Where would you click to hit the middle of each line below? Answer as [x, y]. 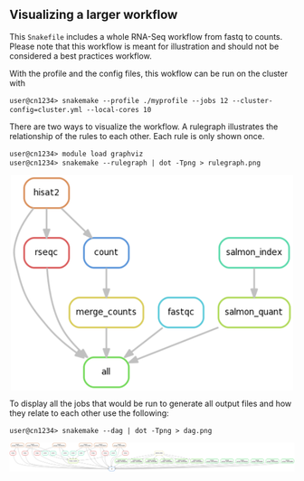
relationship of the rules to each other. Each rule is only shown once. [137, 136]
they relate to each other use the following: [89, 413]
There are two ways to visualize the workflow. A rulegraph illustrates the [144, 127]
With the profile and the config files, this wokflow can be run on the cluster [148, 73]
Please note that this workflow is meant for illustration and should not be [144, 46]
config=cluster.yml [46, 109]
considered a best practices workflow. [81, 56]
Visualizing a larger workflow [94, 15]
